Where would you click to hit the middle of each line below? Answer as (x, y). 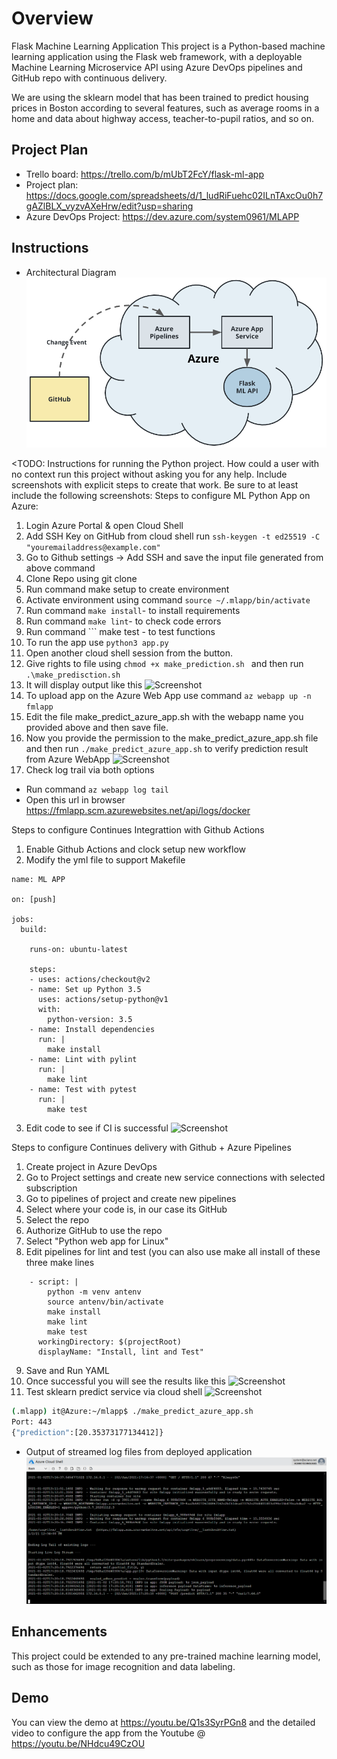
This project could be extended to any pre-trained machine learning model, (166, 1656)
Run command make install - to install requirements (133, 611)
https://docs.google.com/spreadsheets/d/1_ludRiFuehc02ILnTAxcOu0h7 (174, 195)
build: (34, 930)
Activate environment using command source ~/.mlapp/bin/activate (168, 600)
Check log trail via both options (90, 770)
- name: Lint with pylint (83, 1060)
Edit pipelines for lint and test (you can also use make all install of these (173, 1252)
